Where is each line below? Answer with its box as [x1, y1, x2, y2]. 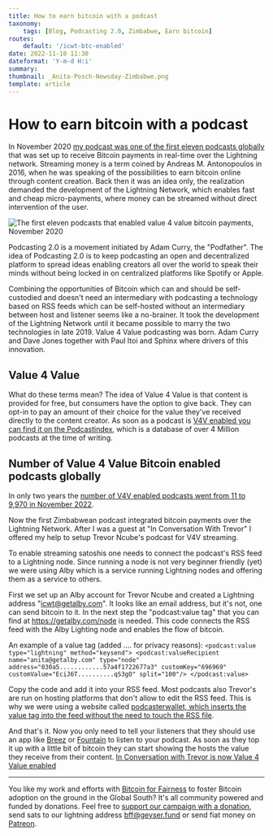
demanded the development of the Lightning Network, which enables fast [8, 185, 255, 195]
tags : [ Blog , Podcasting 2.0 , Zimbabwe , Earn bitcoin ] [23, 27, 213, 35]
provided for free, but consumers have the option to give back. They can [8, 398, 252, 408]
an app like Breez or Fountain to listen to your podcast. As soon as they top [8, 735, 260, 745]
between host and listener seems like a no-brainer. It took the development [8, 310, 260, 320]
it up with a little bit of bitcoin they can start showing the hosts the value [8, 743, 249, 753]
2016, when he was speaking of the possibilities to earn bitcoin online [8, 168, 241, 177]
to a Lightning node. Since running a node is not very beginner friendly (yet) [8, 557, 262, 567]
